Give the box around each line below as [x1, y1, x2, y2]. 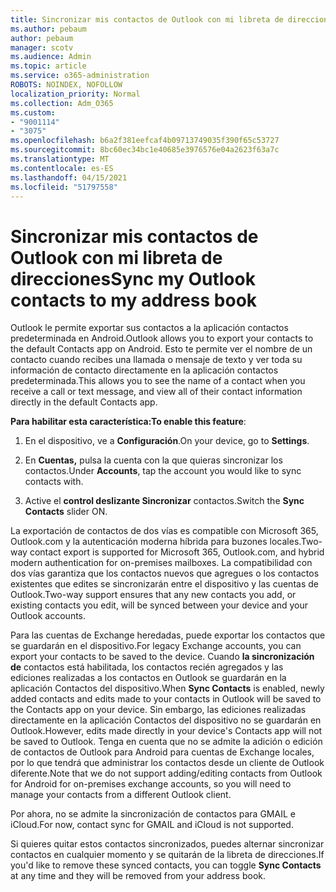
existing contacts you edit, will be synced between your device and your [10, 599, 309, 611]
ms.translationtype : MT [10, 154, 110, 164]
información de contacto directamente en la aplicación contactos [10, 364, 279, 376]
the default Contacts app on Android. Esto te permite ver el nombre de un [10, 343, 313, 355]
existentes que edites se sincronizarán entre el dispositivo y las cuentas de [10, 578, 319, 590]
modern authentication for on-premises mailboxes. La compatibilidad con [10, 557, 313, 569]
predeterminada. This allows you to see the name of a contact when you [10, 375, 306, 387]
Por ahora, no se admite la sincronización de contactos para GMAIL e [10, 808, 296, 820]
